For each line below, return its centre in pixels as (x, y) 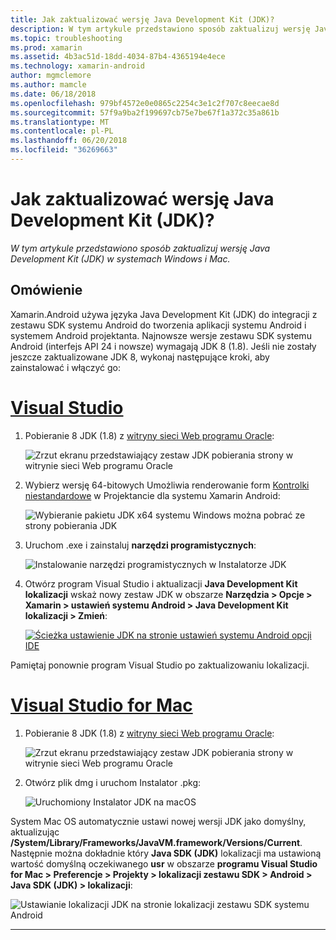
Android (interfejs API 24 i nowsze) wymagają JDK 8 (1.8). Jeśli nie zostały (163, 346)
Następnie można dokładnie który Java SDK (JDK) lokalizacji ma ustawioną (166, 853)
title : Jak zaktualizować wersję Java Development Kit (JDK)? (142, 19)
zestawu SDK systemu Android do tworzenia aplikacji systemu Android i (158, 325)
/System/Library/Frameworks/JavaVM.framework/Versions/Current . (156, 842)
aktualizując (35, 832)
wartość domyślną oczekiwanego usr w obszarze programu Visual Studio (164, 863)
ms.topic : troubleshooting (66, 38)
